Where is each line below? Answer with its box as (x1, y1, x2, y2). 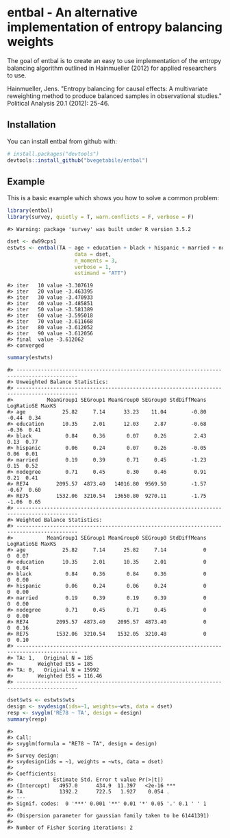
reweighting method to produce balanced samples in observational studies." (7, 91, 222, 100)
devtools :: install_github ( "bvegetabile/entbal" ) (7, 156, 149, 164)
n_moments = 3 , (74, 257, 118, 264)
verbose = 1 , (74, 263, 112, 270)
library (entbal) (7, 207, 53, 214)
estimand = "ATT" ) (74, 270, 127, 277)
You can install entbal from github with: (7, 137, 118, 145)
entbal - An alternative (7, 5, 138, 21)
